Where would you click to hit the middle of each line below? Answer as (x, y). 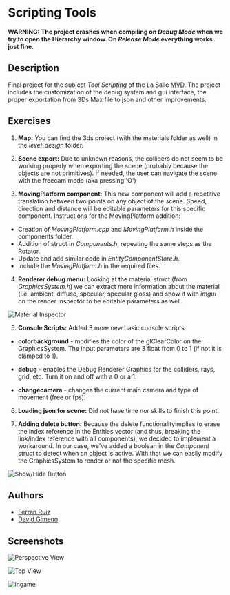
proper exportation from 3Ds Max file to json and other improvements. (107, 99)
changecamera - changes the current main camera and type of (108, 390)
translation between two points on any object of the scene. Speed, (112, 201)
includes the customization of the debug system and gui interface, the (107, 92)
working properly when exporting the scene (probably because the (113, 165)
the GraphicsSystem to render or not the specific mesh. (97, 461)
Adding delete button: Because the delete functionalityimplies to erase (119, 424)
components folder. (45, 236)
